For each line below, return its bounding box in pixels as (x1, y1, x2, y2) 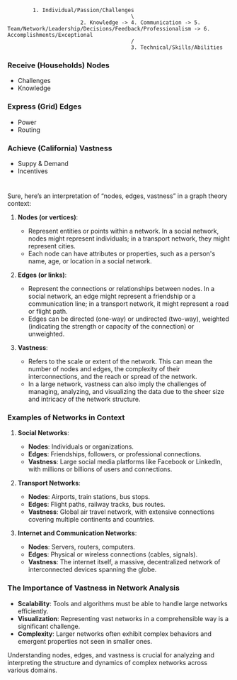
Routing (17, 125, 41, 134)
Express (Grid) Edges (7, 102, 82, 111)
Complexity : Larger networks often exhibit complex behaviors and (17, 629, 212, 638)
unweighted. (28, 330, 65, 339)
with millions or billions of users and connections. (28, 465, 173, 473)
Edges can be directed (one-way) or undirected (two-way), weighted (28, 314, 230, 323)
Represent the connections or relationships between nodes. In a (28, 285, 215, 293)
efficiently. (17, 607, 49, 615)
